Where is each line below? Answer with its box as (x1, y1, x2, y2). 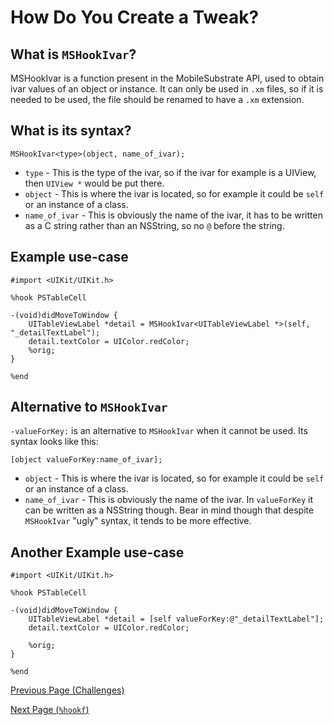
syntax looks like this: (10, 436, 99, 448)
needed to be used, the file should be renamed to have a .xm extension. (10, 94, 305, 105)
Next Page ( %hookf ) (10, 704, 90, 716)
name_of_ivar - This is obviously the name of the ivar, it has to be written (24, 209, 323, 221)
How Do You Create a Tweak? (10, 6, 260, 29)
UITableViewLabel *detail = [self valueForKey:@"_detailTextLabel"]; (28, 614, 325, 625)
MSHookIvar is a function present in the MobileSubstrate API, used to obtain (10, 72, 325, 84)
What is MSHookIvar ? (10, 46, 137, 63)
